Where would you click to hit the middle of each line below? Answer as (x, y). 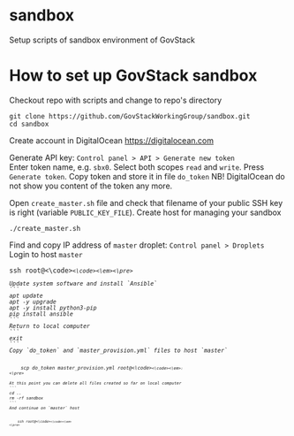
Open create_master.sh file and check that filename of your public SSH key (146, 203)
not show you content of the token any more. (91, 186)
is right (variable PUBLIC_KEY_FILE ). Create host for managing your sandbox (145, 212)
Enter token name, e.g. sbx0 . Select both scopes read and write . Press (137, 167)
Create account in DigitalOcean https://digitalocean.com (112, 140)
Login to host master (46, 254)
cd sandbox (29, 124)
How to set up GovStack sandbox (133, 76)
